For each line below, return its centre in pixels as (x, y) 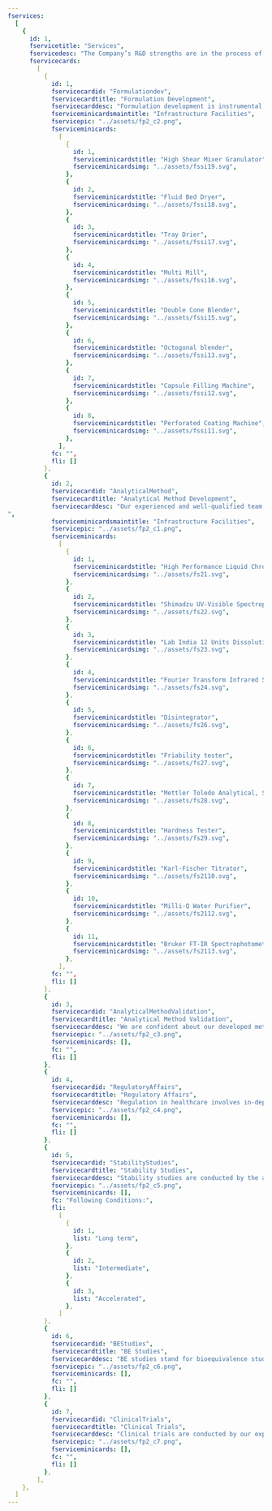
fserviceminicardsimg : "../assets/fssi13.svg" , (155, 355)
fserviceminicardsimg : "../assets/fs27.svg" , (151, 763)
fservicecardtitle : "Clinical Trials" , (118, 1427)
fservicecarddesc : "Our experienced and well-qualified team (157, 506)
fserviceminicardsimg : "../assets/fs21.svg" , (151, 574)
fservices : (26, 16)
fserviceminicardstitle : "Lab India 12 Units (151, 642)
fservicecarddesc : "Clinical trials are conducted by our (151, 1434)
